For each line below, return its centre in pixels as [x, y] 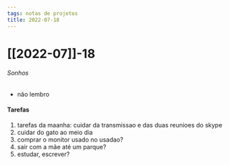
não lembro [33, 94]
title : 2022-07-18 [33, 20]
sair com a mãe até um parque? [61, 147]
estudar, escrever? [43, 154]
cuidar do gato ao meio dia [55, 132]
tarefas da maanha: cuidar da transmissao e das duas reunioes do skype [120, 125]
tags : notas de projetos [43, 13]
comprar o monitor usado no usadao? [70, 140]
